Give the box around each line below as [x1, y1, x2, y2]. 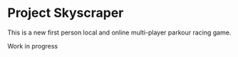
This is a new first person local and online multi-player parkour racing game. [7, 28, 232, 37]
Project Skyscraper [7, 5, 124, 21]
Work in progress [7, 42, 58, 50]
